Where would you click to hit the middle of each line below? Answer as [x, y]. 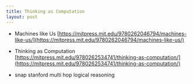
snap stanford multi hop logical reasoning [65, 75]
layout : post [22, 17]
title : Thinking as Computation [45, 11]
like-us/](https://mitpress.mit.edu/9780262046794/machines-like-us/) [99, 40]
